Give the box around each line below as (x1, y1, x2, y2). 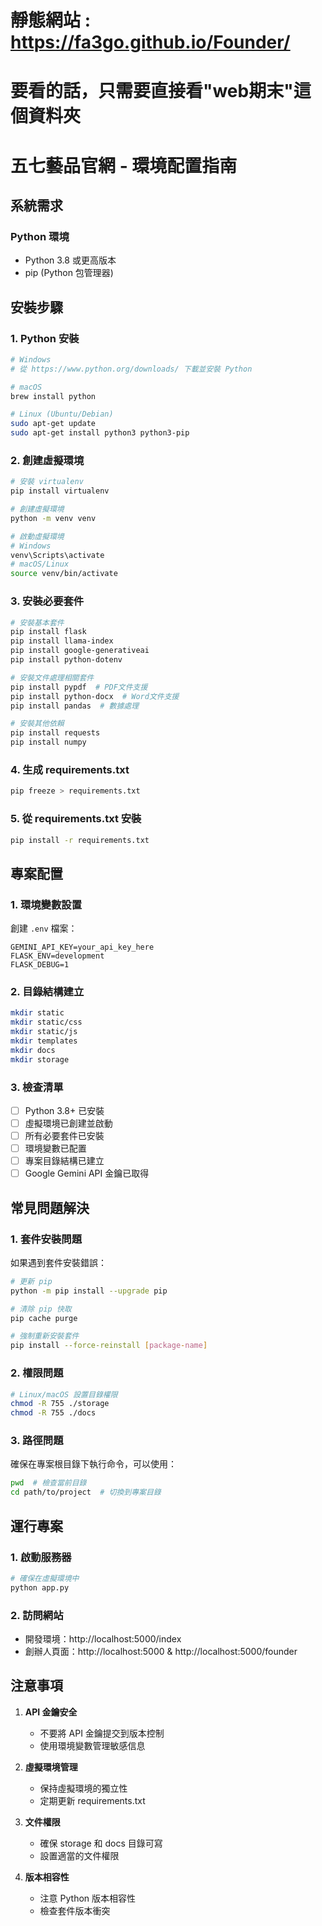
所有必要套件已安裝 (24, 1130, 105, 1142)
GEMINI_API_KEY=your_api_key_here (10, 942, 155, 953)
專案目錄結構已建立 (24, 1155, 105, 1167)
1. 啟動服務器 (10, 1550, 72, 1564)
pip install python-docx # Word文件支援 (10, 691, 180, 701)
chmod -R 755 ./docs (10, 1408, 97, 1418)
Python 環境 (10, 229, 70, 243)
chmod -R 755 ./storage (10, 1399, 110, 1409)
